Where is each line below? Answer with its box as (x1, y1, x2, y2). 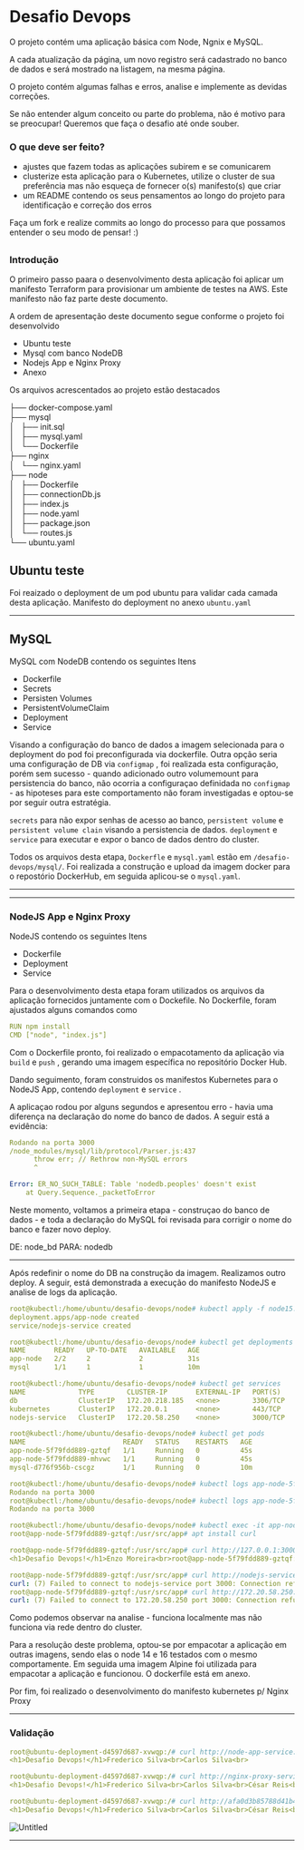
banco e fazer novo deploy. (9, 1223, 111, 1234)
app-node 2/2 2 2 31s (9, 1354, 201, 1364)
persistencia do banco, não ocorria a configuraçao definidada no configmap (9, 777, 290, 788)
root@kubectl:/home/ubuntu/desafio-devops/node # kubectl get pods (9, 1429, 265, 1438)
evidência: (9, 1120, 48, 1131)
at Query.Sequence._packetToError (25, 1188, 156, 1198)
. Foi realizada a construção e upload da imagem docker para (62, 861, 291, 871)
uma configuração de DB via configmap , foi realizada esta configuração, (9, 758, 279, 769)
